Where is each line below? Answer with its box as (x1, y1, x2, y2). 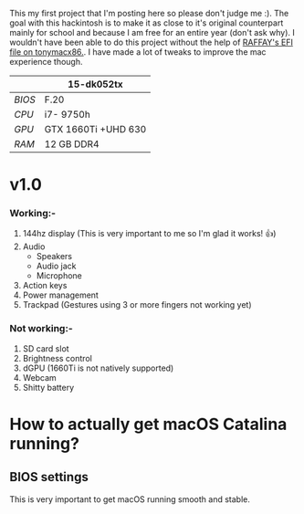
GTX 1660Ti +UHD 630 (44, 123, 147, 135)
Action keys (22, 280, 68, 291)
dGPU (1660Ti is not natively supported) (22, 362, 174, 373)
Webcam (22, 372, 57, 383)
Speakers (36, 251, 73, 262)
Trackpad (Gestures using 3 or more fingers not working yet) (22, 299, 253, 310)
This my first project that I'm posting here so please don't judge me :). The (9, 8, 289, 18)
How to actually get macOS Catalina (9, 414, 288, 435)
